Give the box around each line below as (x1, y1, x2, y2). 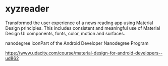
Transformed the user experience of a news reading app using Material (5, 20, 153, 26)
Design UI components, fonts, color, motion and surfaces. (5, 30, 125, 36)
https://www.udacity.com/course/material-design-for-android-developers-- (5, 50, 163, 56)
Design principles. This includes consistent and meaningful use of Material (5, 25, 160, 31)
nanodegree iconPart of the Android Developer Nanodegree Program (5, 40, 149, 46)
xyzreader (5, 3, 49, 15)
